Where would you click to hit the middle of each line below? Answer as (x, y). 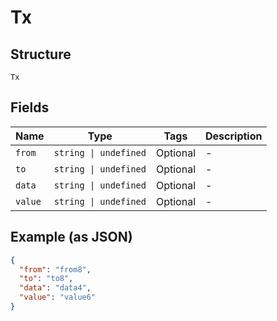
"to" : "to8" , (46, 279)
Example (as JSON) (71, 237)
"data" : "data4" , (55, 288)
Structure (41, 54)
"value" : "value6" (58, 297)
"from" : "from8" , (55, 269)
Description (234, 136)
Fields (30, 107)
